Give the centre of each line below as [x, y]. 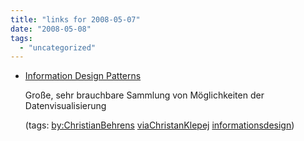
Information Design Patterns [83, 76]
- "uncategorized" [58, 47]
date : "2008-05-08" [51, 29]
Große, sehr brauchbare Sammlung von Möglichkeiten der [144, 95]
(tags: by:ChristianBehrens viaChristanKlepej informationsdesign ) [159, 125]
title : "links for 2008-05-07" [75, 19]
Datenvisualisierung [65, 106]
